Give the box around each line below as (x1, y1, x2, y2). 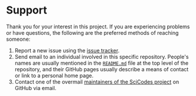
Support (6, 4, 47, 17)
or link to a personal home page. (14, 72, 94, 79)
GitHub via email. (14, 84, 57, 91)
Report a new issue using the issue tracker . (14, 47, 120, 54)
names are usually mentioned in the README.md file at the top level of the (14, 59, 189, 67)
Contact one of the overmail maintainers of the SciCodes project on (14, 78, 179, 85)
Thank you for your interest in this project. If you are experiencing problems (6, 23, 190, 30)
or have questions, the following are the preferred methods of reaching (6, 29, 179, 36)
